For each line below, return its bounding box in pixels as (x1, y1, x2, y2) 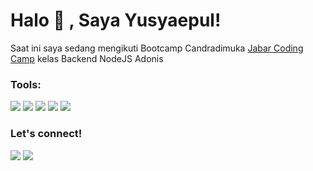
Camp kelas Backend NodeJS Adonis (10, 52, 164, 64)
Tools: (10, 77, 42, 91)
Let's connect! (10, 127, 83, 141)
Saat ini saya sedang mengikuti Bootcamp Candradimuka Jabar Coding (10, 42, 304, 54)
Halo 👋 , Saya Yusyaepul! (10, 9, 222, 32)
